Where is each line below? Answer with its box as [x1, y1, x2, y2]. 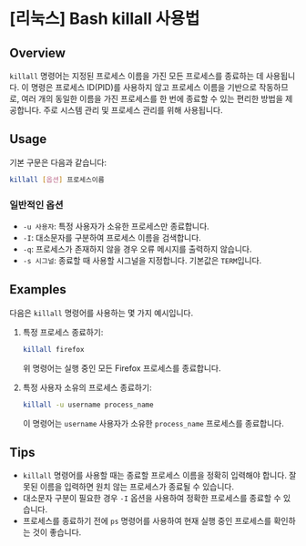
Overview [9, 45, 66, 60]
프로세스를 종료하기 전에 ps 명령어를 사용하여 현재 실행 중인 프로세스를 [22, 516, 271, 527]
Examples [9, 282, 66, 297]
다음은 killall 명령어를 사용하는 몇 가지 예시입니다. [9, 307, 194, 318]
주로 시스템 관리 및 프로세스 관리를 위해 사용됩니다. [43, 105, 223, 115]
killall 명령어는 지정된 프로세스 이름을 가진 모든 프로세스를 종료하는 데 [9, 70, 264, 81]
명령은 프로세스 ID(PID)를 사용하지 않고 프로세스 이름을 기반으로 [30, 82, 258, 92]
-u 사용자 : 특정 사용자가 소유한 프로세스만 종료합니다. [22, 221, 209, 232]
